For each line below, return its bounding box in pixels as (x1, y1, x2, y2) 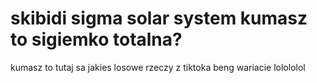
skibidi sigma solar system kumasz (10, 7, 308, 30)
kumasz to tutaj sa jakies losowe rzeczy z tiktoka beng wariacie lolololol (10, 61, 306, 73)
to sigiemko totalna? (10, 28, 183, 51)
